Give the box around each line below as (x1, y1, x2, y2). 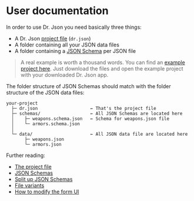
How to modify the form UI (14, 188, 79, 195)
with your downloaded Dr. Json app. (20, 71, 109, 78)
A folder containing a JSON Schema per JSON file (14, 47, 136, 54)
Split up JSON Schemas (14, 175, 73, 183)
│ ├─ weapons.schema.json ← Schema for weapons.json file (11, 116, 169, 122)
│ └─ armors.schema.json (11, 120, 81, 127)
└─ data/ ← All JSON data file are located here (11, 131, 188, 137)
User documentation (6, 4, 109, 18)
